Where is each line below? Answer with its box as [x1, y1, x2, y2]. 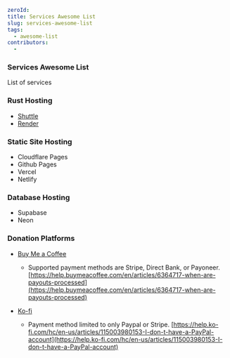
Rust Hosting [7, 95, 53, 105]
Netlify [17, 175, 37, 184]
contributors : [7, 39, 49, 46]
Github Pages [17, 160, 58, 168]
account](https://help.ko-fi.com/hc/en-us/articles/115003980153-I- [27, 335, 223, 343]
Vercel [17, 168, 37, 176]
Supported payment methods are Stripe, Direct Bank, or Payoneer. [27, 263, 220, 272]
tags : [7, 26, 23, 33]
